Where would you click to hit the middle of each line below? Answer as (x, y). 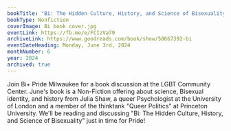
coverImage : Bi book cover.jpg (52, 26)
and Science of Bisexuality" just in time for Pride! (76, 120)
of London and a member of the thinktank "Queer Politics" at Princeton (107, 106)
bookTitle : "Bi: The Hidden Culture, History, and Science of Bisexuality (117, 13)
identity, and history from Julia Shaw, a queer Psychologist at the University (114, 98)
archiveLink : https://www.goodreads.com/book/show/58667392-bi (100, 39)
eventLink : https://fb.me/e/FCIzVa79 (61, 33)
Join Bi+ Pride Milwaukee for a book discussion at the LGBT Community (109, 84)
